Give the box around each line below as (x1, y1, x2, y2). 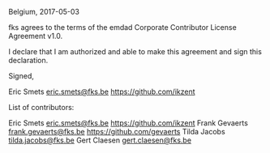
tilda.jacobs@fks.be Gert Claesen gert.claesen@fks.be (8, 135, 192, 145)
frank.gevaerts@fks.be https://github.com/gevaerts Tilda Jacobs (8, 127, 225, 136)
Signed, (8, 71, 34, 80)
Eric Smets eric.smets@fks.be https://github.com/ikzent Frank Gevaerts (8, 118, 249, 128)
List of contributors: (8, 103, 75, 112)
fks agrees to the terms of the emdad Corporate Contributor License (8, 23, 237, 32)
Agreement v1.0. (8, 32, 63, 40)
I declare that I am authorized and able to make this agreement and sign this (8, 47, 262, 56)
